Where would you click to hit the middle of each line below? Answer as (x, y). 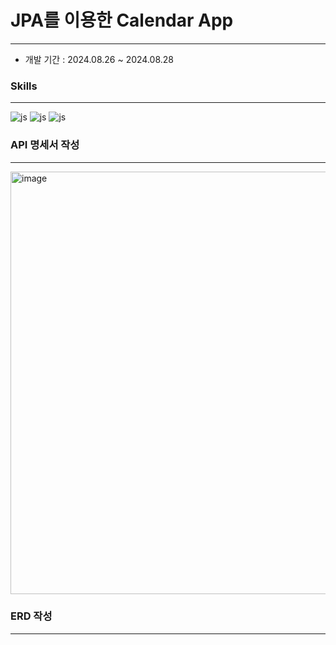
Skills (24, 86)
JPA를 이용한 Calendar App (122, 20)
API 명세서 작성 (45, 145)
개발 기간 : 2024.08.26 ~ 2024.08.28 (99, 59)
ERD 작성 (31, 616)
